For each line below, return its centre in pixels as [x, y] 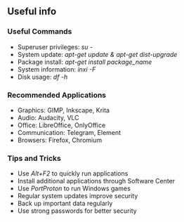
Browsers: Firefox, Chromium [60, 140]
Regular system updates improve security [78, 196]
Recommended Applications [57, 95]
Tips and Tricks [34, 158]
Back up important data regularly [65, 204]
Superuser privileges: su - [55, 47]
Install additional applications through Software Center [96, 181]
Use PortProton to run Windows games [74, 188]
